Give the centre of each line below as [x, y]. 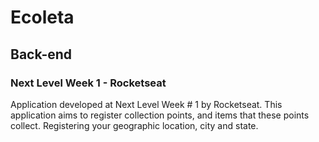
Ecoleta [42, 17]
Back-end [41, 54]
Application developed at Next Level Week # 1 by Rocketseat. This [146, 104]
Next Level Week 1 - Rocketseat [88, 83]
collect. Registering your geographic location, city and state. [134, 125]
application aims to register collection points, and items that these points [160, 115]
